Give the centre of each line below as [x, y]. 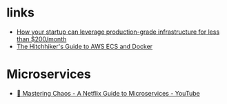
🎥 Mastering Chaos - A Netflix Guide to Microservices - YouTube [108, 93]
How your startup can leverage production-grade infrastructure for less [118, 32]
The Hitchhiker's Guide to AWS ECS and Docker [85, 46]
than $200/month [41, 39]
